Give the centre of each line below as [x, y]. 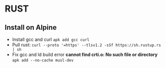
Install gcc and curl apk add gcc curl [51, 39]
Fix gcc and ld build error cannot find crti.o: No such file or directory [85, 54]
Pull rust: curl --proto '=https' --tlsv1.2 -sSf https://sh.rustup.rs [87, 45]
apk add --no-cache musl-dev [43, 60]
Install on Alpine [31, 27]
